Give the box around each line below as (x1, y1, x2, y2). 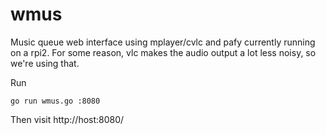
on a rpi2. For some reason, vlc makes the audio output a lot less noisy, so (10, 46, 317, 58)
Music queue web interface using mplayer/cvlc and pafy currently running (10, 36, 316, 48)
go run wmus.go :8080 (10, 96, 101, 106)
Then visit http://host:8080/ (10, 113, 125, 125)
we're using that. (10, 57, 80, 69)
